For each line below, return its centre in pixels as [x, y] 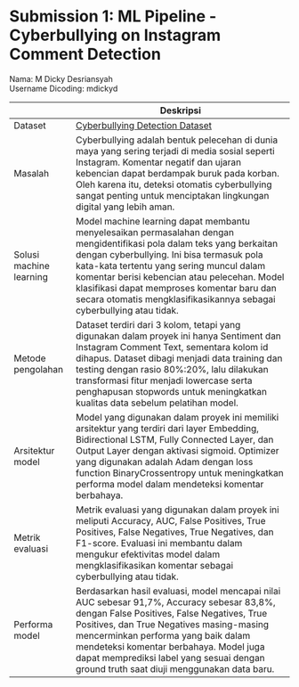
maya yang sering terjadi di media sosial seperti [175, 151]
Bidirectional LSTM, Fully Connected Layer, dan [174, 439]
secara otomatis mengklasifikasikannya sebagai [175, 299]
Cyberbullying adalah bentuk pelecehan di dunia [177, 140]
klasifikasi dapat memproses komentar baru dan [176, 288]
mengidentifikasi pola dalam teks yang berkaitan [177, 243]
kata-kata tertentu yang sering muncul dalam [170, 266]
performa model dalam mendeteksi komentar [170, 484]
